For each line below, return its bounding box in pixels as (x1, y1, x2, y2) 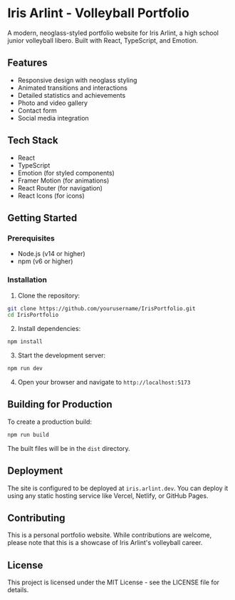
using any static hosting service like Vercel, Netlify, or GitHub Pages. (7, 491, 209, 500)
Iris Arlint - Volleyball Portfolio (7, 5, 190, 21)
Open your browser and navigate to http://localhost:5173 (17, 378, 191, 387)
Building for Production (7, 398, 113, 411)
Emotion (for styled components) (17, 168, 115, 177)
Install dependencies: (17, 325, 81, 333)
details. (7, 586, 29, 594)
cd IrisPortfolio (7, 312, 59, 319)
